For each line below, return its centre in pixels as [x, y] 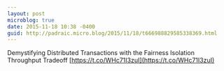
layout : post [26, 14]
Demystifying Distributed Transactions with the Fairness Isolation [101, 53]
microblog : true [31, 20]
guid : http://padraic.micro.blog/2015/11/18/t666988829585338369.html [112, 33]
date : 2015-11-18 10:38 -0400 [51, 26]
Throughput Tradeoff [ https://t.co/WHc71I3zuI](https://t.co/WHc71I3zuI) [111, 61]
